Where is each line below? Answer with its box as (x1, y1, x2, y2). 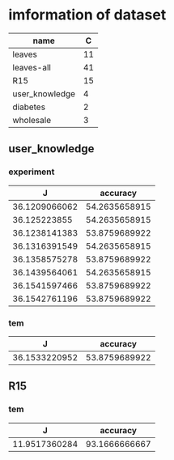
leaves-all (12, 62, 51, 73)
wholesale (12, 114, 51, 126)
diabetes (12, 101, 46, 113)
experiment (8, 166, 55, 177)
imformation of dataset (8, 6, 167, 24)
